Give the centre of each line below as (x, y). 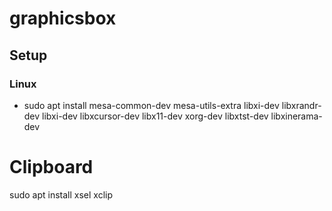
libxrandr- (301, 105)
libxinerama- (296, 116)
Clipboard (51, 167)
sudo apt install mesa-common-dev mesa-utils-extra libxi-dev (151, 105)
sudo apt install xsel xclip (61, 194)
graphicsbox (63, 18)
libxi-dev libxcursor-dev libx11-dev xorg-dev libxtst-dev (155, 116)
